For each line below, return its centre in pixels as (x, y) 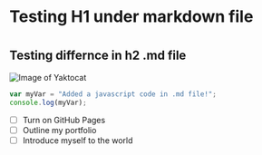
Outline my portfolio (59, 130)
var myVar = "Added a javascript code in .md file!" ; (113, 94)
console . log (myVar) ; (49, 102)
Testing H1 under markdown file (131, 17)
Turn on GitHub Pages (64, 120)
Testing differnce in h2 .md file (98, 56)
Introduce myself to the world (78, 140)
